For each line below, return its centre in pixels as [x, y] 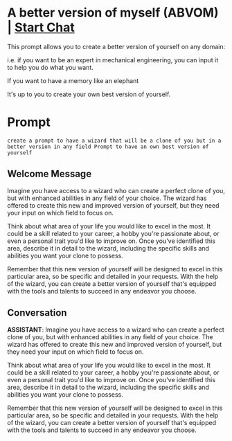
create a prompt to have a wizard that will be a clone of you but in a [114, 141]
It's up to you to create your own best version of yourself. [89, 94]
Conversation [37, 313]
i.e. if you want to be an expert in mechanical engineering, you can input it [113, 60]
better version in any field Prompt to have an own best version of [108, 147]
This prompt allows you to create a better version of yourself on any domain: [116, 46]
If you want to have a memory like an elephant [73, 80]
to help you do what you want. [50, 67]
